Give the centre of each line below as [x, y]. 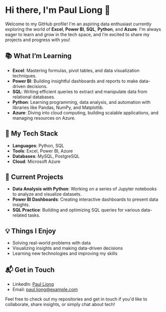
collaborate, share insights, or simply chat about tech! [60, 304]
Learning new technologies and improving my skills [65, 253]
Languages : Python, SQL [38, 146]
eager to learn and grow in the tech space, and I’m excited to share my [78, 34]
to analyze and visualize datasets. [47, 194]
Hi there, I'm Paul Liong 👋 [58, 10]
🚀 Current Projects [34, 177]
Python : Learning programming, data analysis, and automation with [81, 102]
